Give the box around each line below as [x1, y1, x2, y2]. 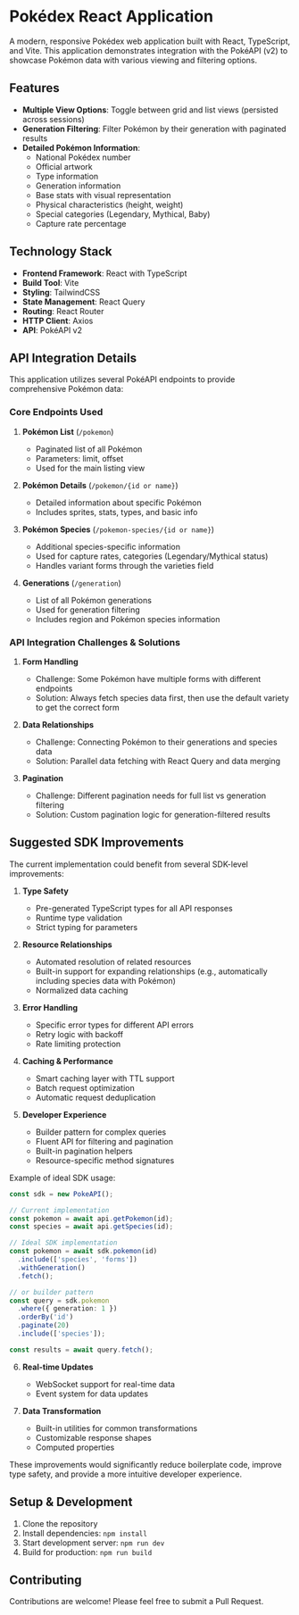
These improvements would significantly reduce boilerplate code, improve [9, 1459, 283, 1469]
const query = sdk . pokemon [9, 1296, 110, 1305]
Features [9, 80, 60, 96]
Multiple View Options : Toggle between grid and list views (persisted [21, 104, 278, 115]
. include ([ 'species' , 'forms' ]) [17, 1255, 138, 1264]
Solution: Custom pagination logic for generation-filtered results [35, 809, 270, 820]
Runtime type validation [35, 912, 123, 923]
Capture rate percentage [35, 218, 127, 229]
